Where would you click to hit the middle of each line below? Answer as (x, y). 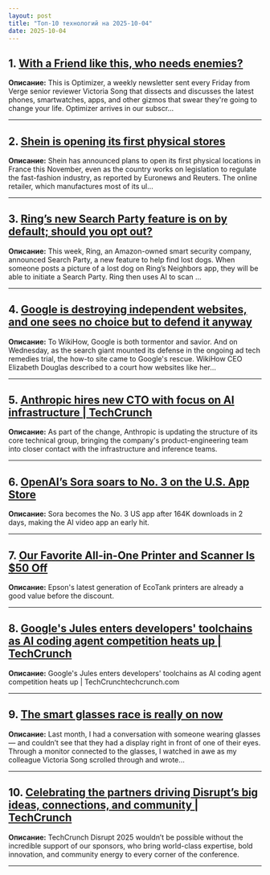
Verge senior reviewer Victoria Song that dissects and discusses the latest (131, 91)
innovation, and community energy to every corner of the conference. (124, 854)
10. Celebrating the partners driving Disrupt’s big (133, 792)
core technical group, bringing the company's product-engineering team (129, 440)
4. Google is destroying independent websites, (128, 310)
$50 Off (28, 568)
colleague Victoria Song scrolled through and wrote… (96, 759)
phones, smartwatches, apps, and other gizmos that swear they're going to (133, 100)
